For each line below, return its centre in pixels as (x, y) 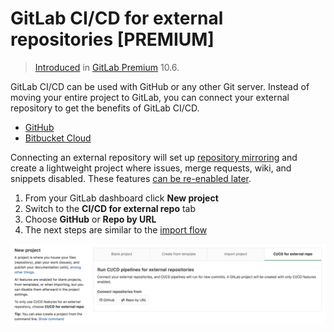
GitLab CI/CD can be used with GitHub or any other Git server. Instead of (160, 86)
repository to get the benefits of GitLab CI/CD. (105, 108)
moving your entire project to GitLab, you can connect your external (150, 97)
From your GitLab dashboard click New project (121, 198)
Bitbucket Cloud (58, 138)
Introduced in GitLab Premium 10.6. (107, 67)
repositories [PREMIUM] (112, 39)
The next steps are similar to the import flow (116, 229)
